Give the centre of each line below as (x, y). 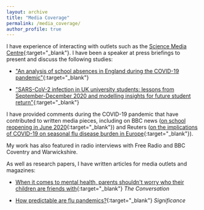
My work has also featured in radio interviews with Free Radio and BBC (96, 146)
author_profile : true (34, 29)
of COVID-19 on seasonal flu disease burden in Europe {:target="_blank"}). (100, 134)
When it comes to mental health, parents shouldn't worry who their (100, 182)
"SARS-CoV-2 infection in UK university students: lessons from (95, 90)
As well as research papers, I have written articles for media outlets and (97, 164)
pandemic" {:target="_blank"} (52, 78)
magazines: (21, 170)
